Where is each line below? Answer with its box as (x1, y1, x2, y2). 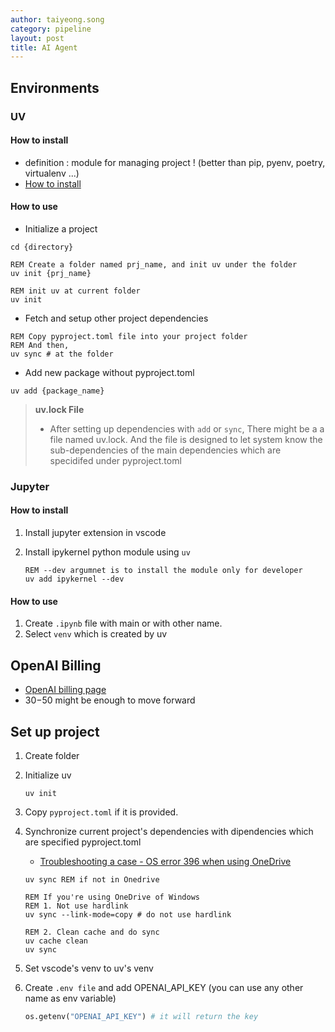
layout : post (10, 33, 65, 43)
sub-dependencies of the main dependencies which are (49, 444, 282, 456)
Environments (10, 79, 100, 96)
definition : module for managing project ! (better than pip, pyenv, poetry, (24, 156, 326, 168)
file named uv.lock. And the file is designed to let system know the (49, 433, 323, 445)
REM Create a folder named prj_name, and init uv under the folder (10, 259, 298, 270)
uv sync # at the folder (10, 349, 114, 359)
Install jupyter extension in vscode (24, 527, 167, 539)
